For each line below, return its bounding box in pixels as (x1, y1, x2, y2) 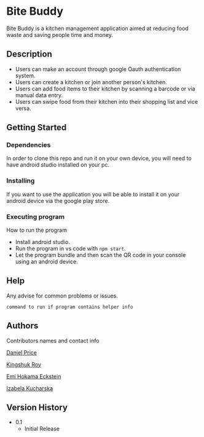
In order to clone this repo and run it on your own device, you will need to (6, 155, 192, 162)
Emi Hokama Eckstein (6, 372, 61, 380)
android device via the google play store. (6, 197, 110, 204)
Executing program (6, 212, 65, 221)
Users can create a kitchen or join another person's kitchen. (15, 78, 167, 85)
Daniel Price (6, 348, 37, 356)
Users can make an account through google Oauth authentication (15, 65, 181, 73)
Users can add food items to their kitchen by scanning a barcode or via (15, 85, 195, 92)
